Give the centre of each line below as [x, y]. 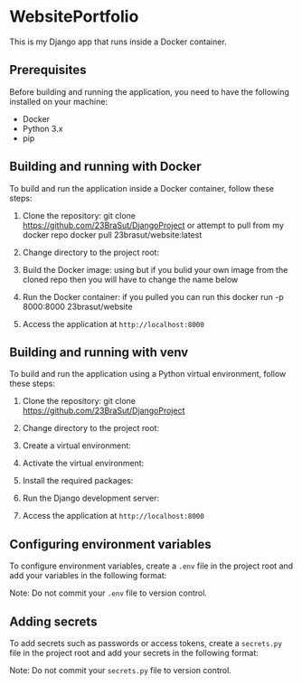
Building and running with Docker [105, 167]
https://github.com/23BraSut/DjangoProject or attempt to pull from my [153, 225]
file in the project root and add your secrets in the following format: [134, 653]
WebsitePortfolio [74, 17]
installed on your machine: [59, 101]
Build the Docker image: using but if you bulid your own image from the [155, 269]
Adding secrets [53, 621]
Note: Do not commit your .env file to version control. [109, 593]
